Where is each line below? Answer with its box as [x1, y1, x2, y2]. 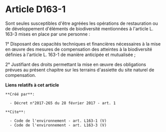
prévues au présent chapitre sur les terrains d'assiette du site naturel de [5, 67, 154, 73]
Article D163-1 [5, 4, 66, 15]
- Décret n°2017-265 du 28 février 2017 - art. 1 [10, 100, 116, 106]
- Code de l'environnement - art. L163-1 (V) [10, 118, 107, 123]
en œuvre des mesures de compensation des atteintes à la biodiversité [5, 46, 152, 52]
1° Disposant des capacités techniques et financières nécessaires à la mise [5, 40, 161, 47]
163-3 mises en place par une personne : [5, 31, 91, 37]
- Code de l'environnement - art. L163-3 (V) [10, 122, 107, 127]
